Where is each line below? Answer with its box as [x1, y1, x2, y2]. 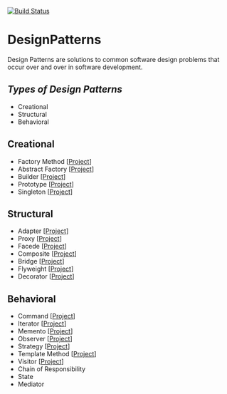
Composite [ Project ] [17, 249, 77, 258]
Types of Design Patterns [7, 83, 123, 95]
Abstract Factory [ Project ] [17, 165, 95, 173]
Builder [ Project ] [17, 172, 66, 181]
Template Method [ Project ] [17, 350, 97, 358]
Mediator [17, 380, 45, 388]
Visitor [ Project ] [17, 357, 64, 366]
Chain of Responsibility [17, 365, 86, 373]
